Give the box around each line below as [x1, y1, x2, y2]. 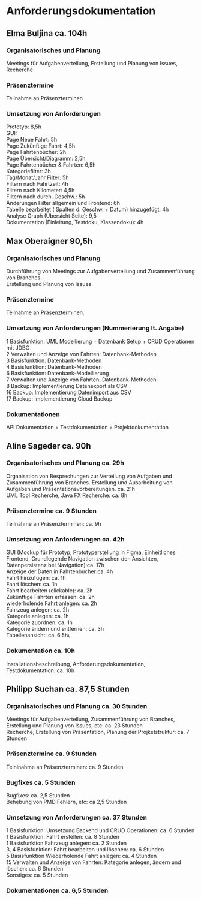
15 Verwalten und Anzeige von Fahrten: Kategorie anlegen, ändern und [6, 859, 181, 866]
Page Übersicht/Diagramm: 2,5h [6, 155, 86, 162]
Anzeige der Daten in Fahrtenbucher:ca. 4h [6, 568, 113, 575]
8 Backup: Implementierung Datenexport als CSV [6, 382, 128, 389]
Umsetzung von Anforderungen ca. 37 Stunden [6, 813, 147, 821]
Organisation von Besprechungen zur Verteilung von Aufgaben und [6, 472, 172, 480]
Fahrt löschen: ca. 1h [6, 580, 58, 588]
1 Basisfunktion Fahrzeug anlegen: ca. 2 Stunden [6, 839, 127, 847]
